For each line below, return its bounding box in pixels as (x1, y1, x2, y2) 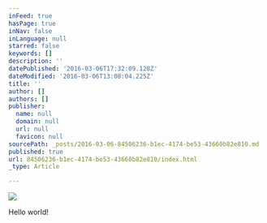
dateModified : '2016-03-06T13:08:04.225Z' (8, 72, 154, 80)
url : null (15, 125, 49, 133)
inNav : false (8, 27, 53, 35)
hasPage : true (8, 19, 57, 28)
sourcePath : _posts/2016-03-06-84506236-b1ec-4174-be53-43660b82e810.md (8, 139, 260, 148)
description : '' (8, 58, 63, 66)
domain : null (15, 118, 60, 126)
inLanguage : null (8, 34, 67, 43)
